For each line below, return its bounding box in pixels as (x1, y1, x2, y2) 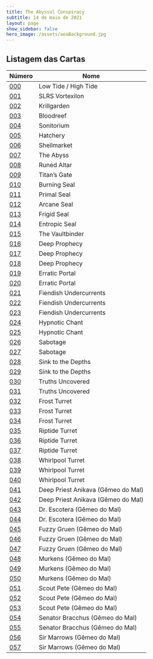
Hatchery (39, 131, 65, 139)
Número (9, 71, 33, 80)
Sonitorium (39, 121, 70, 130)
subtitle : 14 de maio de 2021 (6, 15, 83, 21)
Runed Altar (39, 161, 72, 169)
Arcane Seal (39, 200, 73, 208)
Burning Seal (39, 180, 75, 188)
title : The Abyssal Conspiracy (6, 8, 85, 15)
